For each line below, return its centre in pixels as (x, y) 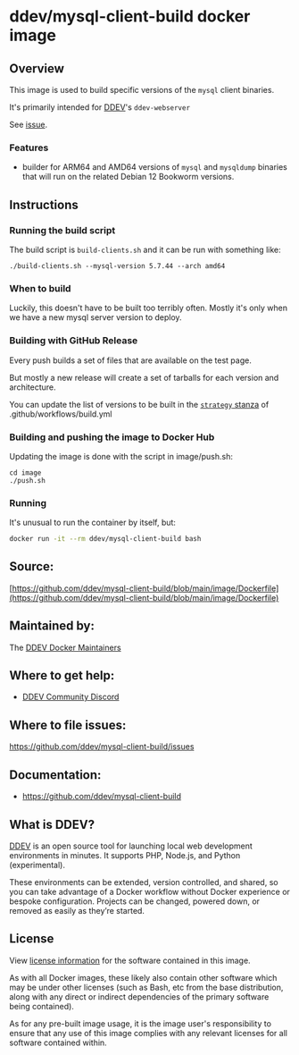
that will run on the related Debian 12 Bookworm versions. (128, 177)
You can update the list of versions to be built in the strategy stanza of (139, 404)
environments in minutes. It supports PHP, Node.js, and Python (125, 855)
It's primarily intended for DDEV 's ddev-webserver (100, 107)
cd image (25, 473)
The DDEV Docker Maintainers (66, 647)
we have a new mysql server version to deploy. (96, 317)
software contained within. (58, 1042)
